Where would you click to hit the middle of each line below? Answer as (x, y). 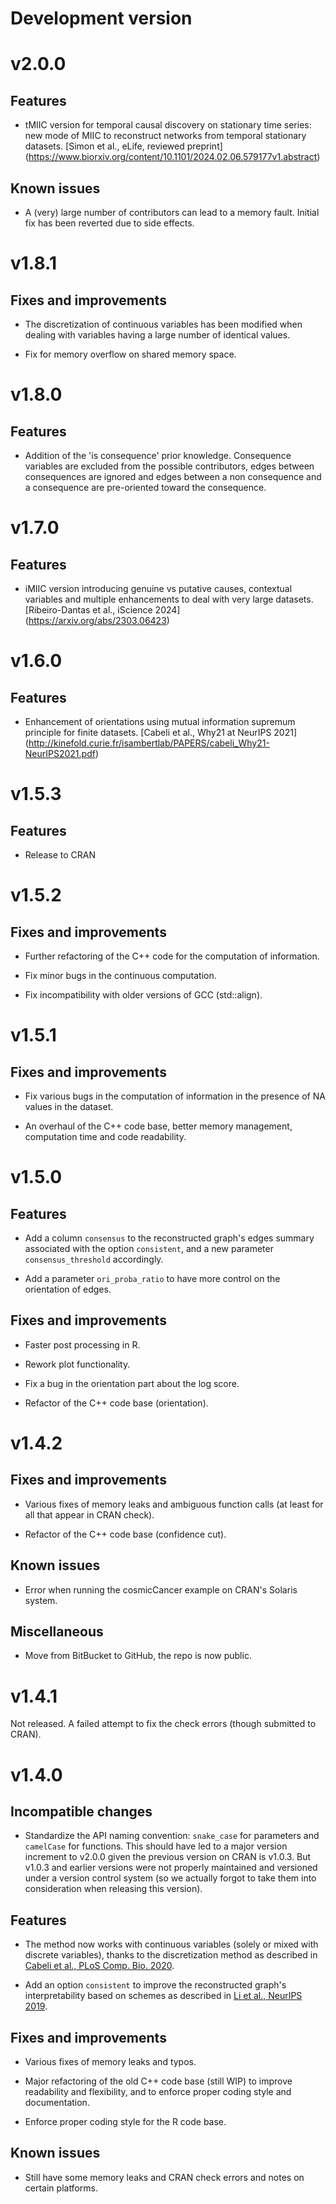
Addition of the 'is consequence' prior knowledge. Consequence (158, 455)
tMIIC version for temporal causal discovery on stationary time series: (168, 125)
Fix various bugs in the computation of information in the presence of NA (175, 1096)
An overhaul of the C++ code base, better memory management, (158, 1126)
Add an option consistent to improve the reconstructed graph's (155, 1985)
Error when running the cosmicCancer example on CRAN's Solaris (161, 1589)
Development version (101, 18)
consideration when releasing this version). (113, 1889)
